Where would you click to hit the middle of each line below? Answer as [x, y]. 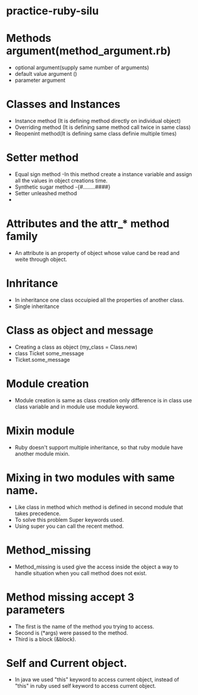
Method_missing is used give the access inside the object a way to [96, 567]
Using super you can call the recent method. [69, 526]
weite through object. [41, 259]
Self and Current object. [67, 663]
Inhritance [32, 283]
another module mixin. [42, 453]
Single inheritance [37, 306]
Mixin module [40, 430]
